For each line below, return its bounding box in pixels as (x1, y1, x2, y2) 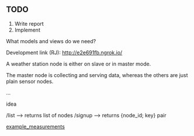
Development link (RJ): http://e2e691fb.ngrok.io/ (6, 49, 123, 56)
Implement (14, 26, 41, 33)
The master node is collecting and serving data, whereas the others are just (6, 71, 188, 78)
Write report (14, 20, 44, 27)
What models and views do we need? (6, 37, 96, 44)
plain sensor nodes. (6, 78, 54, 85)
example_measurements (6, 123, 65, 130)
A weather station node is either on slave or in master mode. (6, 60, 151, 67)
